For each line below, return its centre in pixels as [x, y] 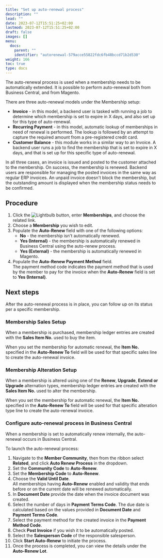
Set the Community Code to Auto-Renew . [55, 468]
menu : [11, 41]
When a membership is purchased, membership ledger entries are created [80, 332]
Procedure [22, 203]
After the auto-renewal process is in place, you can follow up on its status [79, 304]
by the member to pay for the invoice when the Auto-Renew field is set [84, 272]
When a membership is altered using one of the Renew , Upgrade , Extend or [82, 380]
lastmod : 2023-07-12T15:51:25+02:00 [42, 28]
